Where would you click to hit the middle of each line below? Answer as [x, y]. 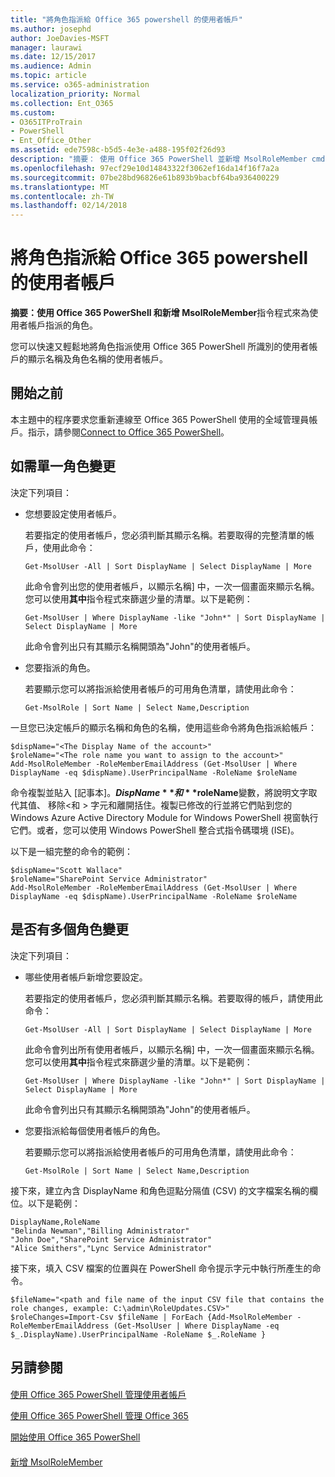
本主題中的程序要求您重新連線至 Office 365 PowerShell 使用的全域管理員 [160, 419]
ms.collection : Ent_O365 [62, 103]
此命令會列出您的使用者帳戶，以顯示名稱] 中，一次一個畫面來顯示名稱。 [172, 586]
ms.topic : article [48, 76]
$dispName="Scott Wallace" [66, 870]
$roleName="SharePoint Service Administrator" [109, 879]
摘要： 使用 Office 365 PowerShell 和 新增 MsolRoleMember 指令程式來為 [160, 313]
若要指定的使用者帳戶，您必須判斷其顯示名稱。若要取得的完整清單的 [165, 535]
